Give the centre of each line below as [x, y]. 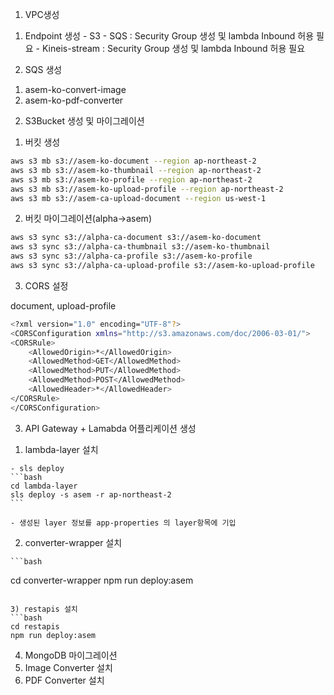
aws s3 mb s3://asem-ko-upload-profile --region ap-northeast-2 [147, 189]
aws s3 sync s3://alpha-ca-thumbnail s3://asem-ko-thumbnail [140, 247]
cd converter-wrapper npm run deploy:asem [102, 580]
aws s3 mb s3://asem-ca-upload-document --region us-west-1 [138, 198]
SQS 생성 [43, 69]
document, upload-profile [63, 305]
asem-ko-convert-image [75, 89]
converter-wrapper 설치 [73, 542]
